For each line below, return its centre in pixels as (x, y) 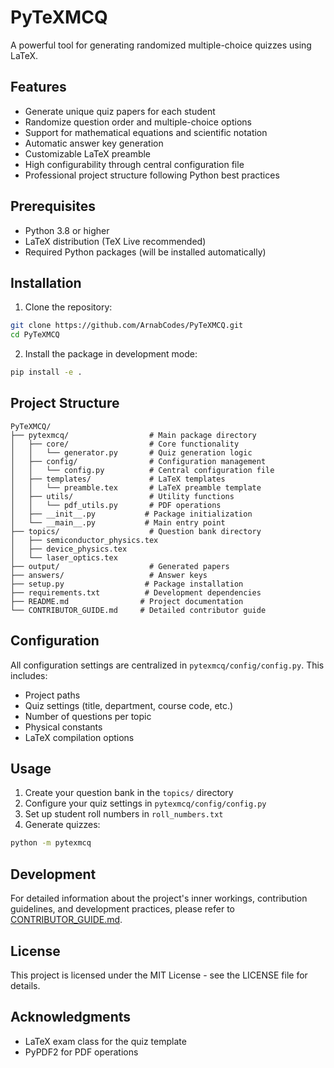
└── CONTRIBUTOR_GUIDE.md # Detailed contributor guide (138, 610)
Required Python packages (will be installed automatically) (145, 252)
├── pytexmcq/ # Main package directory (133, 435)
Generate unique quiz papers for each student (120, 111)
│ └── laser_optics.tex (64, 557)
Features (38, 87)
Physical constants (63, 727)
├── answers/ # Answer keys (109, 575)
